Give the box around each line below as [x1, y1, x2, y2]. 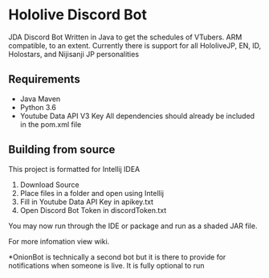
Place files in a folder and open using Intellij [19, 188, 165, 198]
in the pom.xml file [19, 119, 82, 129]
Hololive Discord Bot [8, 6, 147, 24]
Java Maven [19, 94, 61, 104]
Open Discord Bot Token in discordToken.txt [19, 205, 167, 215]
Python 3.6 [19, 102, 56, 112]
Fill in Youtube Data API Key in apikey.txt [19, 197, 154, 206]
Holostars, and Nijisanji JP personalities [8, 49, 139, 59]
